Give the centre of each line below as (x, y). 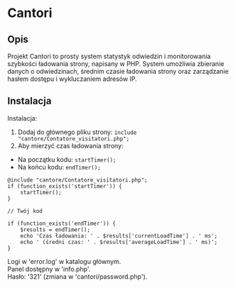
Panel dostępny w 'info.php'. (49, 269)
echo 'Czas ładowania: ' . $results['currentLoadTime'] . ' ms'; (119, 236)
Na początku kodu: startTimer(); (67, 159)
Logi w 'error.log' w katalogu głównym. (64, 261)
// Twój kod (25, 211)
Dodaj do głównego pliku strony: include (77, 132)
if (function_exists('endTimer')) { (61, 223)
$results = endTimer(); (55, 229)
